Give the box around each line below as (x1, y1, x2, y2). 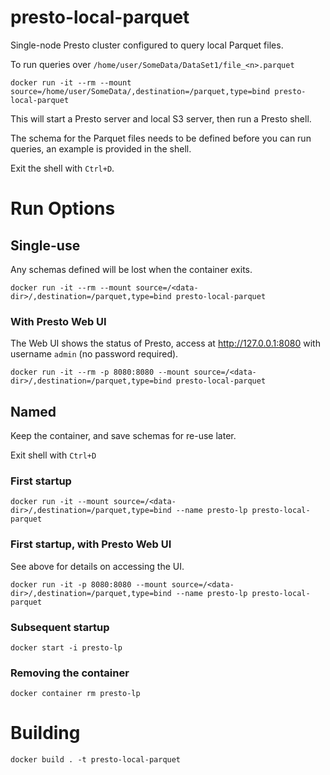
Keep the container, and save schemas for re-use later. (10, 430, 237, 442)
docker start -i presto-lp (10, 642, 123, 653)
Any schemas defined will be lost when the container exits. (10, 263, 253, 275)
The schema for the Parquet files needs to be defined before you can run (10, 132, 312, 144)
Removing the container (10, 666, 130, 680)
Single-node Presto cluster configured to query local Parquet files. (10, 39, 284, 51)
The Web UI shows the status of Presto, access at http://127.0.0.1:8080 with (10, 337, 321, 350)
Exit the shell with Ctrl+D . (10, 162, 115, 174)
